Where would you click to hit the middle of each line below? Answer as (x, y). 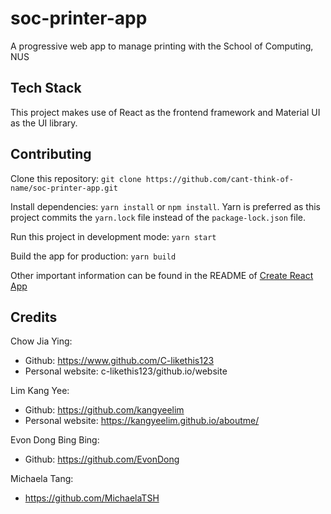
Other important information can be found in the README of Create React (162, 275)
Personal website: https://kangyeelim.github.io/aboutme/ (142, 421)
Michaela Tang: (42, 479)
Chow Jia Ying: (41, 341)
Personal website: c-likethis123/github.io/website (126, 371)
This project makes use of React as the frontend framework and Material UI (165, 112)
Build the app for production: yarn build (93, 256)
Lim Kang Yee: (40, 391)
